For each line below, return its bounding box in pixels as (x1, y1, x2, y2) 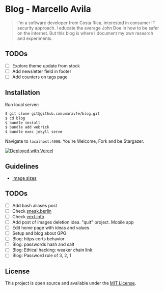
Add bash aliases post (12, 202, 57, 208)
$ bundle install (5, 120, 41, 125)
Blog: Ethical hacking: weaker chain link (12, 247, 92, 253)
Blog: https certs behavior (12, 236, 65, 242)
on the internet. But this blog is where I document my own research (17, 30, 154, 36)
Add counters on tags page (12, 74, 68, 80)
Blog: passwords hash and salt (12, 241, 75, 247)
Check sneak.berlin (12, 208, 52, 214)
